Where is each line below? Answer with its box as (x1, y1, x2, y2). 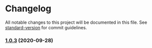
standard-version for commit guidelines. (5, 24, 87, 30)
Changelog (5, 3, 51, 14)
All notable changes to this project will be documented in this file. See (5, 19, 148, 25)
